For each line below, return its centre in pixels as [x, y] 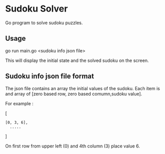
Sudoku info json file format [50, 76]
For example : [19, 103]
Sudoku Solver [36, 9]
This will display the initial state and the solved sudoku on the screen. [77, 60]
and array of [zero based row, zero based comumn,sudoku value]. [74, 94]
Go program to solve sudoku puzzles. [44, 23]
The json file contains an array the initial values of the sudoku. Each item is [82, 88]
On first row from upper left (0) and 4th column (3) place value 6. [73, 146]
